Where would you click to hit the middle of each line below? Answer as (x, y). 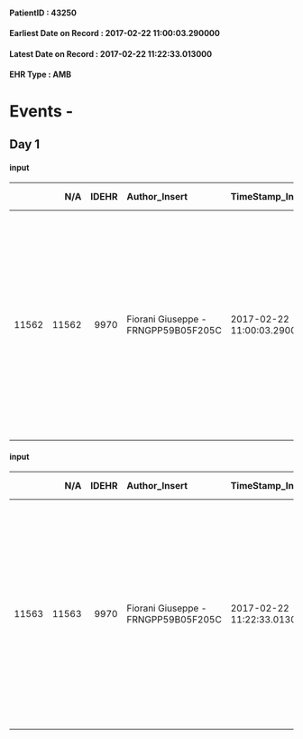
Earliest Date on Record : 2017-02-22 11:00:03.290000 (115, 33)
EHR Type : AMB (41, 75)
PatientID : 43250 (43, 13)
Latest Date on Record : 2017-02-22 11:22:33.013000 (111, 53)
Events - (41, 111)
